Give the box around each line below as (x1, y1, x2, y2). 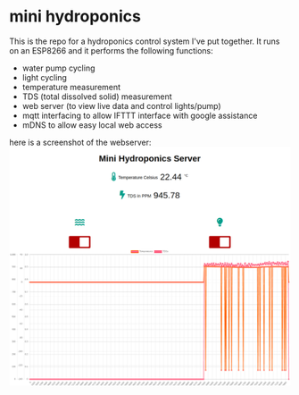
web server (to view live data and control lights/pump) (21, 100, 221, 111)
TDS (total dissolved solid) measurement (21, 91, 172, 102)
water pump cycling (21, 63, 96, 73)
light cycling (21, 71, 67, 82)
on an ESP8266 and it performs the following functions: (9, 45, 214, 55)
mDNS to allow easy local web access (21, 119, 162, 130)
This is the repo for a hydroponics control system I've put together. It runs (9, 36, 280, 46)
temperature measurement (21, 81, 121, 92)
